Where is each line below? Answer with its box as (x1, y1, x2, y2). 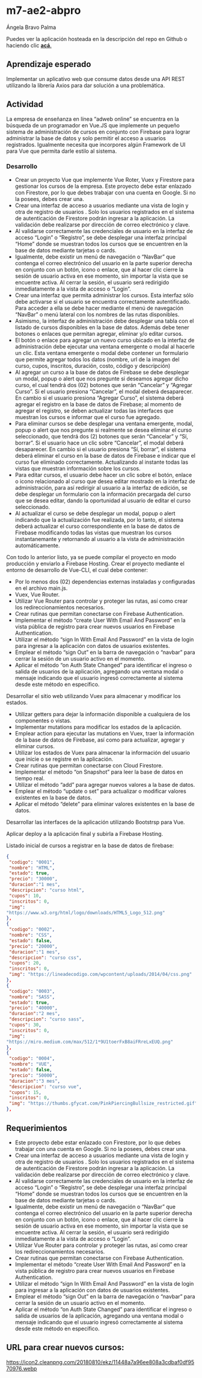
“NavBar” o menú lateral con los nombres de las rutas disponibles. (14, 310, 180, 318)
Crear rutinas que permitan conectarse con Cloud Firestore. (14, 761, 164, 769)
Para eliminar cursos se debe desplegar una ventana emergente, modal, (14, 420, 194, 427)
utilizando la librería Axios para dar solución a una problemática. (6, 82, 165, 89)
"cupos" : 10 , (8, 892, 42, 899)
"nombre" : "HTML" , (8, 865, 55, 871)
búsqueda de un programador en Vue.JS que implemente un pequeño (6, 121, 180, 129)
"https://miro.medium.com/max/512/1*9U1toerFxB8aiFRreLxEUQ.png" (6, 1039, 173, 1045)
